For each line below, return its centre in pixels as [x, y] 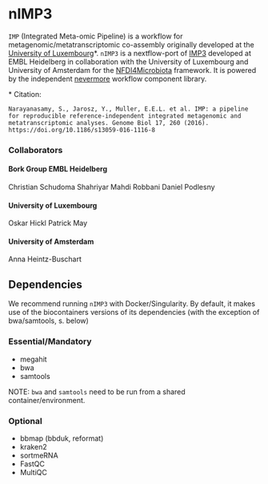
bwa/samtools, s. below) [49, 321]
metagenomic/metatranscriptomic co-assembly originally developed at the [131, 44]
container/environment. [47, 400]
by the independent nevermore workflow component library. [108, 79]
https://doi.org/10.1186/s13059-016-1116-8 [82, 130]
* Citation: [25, 94]
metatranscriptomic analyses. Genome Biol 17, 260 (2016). [109, 123]
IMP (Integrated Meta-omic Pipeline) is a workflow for [96, 36]
